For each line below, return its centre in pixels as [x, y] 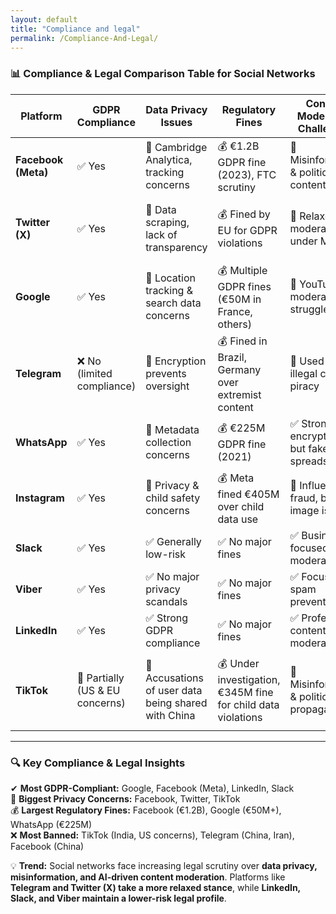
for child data [248, 705]
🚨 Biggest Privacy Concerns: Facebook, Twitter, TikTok [125, 798]
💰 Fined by [244, 214]
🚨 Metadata [172, 429]
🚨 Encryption [176, 361]
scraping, [167, 222]
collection [168, 442]
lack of [161, 234]
